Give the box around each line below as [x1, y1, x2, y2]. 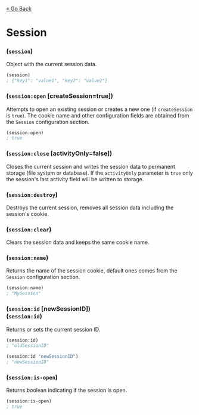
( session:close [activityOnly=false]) [6, 149, 112, 157]
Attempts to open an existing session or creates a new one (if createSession [6, 106, 193, 113]
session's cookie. [6, 210, 49, 217]
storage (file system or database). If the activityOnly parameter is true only [6, 169, 194, 176]
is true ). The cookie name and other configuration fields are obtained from [6, 112, 189, 119]
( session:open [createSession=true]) [6, 92, 113, 100]
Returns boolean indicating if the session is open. [6, 387, 128, 394]
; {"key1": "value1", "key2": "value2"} [6, 78, 108, 84]
